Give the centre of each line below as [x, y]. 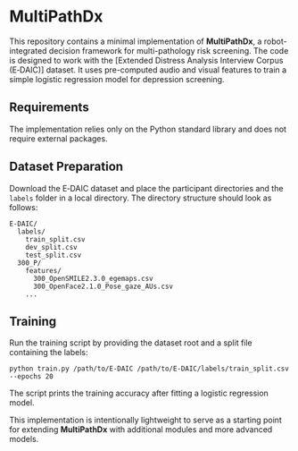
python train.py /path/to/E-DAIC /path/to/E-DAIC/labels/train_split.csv [149, 369]
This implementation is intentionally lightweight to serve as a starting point [146, 420]
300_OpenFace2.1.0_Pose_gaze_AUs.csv [103, 286]
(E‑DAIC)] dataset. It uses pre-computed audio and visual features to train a [148, 70]
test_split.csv [54, 255]
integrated [28, 50]
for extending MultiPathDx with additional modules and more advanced [141, 430]
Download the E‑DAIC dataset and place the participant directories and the [146, 188]
